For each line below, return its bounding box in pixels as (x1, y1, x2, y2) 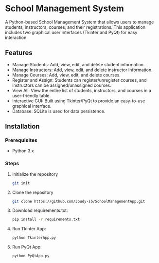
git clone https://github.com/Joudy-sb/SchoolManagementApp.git (12, 199, 145, 204)
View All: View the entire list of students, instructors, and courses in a (12, 87, 152, 93)
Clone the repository (12, 189, 53, 195)
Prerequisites (5, 137, 37, 144)
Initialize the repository (12, 171, 58, 177)
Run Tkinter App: (12, 226, 46, 232)
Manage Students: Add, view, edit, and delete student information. (12, 61, 145, 67)
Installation (5, 122, 40, 131)
